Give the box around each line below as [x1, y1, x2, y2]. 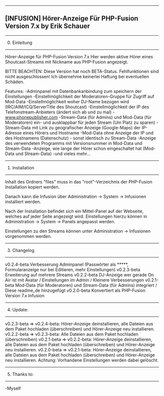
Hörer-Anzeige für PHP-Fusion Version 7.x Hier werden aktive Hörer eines [5, 53, 153, 59]
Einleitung [12, 40, 33, 46]
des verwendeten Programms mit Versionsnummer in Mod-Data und [5, 140, 143, 146]
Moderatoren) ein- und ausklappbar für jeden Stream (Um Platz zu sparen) [5, 119, 155, 125]
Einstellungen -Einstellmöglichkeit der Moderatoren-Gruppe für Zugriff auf [5, 93, 155, 99]
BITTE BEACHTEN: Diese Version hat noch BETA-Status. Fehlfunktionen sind [5, 68, 159, 74]
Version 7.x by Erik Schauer [5, 22, 90, 30]
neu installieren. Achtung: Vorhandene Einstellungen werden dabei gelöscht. [5, 357, 159, 363]
